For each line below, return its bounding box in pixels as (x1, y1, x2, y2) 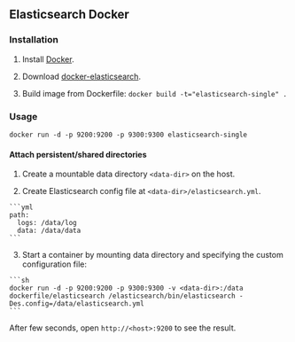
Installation (9, 34, 59, 46)
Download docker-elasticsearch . (21, 71, 142, 82)
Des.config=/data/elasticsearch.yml (9, 299, 144, 308)
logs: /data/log (17, 219, 77, 228)
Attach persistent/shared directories (9, 149, 147, 159)
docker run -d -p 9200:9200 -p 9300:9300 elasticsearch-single (9, 130, 248, 139)
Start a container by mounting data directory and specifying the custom (21, 250, 283, 260)
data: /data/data (17, 226, 82, 236)
